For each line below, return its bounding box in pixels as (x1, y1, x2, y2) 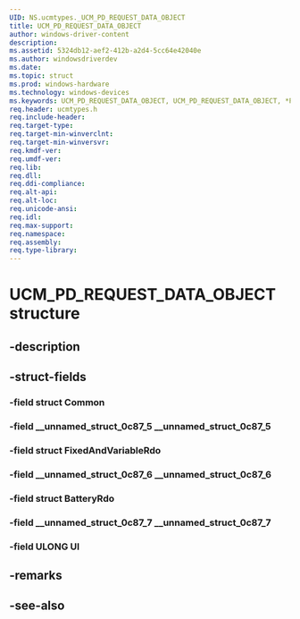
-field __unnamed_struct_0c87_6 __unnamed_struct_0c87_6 (9, 468, 272, 480)
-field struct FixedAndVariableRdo (9, 444, 162, 456)
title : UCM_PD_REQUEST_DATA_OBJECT (9, 21, 142, 30)
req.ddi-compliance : (9, 180, 87, 189)
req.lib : (9, 163, 42, 172)
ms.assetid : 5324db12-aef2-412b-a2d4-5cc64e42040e (9, 47, 202, 55)
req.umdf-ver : (9, 154, 62, 164)
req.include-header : (9, 113, 87, 122)
